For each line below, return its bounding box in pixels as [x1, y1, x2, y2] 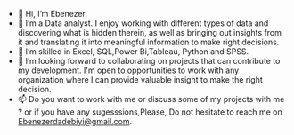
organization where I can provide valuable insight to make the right [17, 75, 263, 84]
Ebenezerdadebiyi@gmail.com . [17, 116, 133, 126]
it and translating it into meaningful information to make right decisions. [17, 36, 280, 47]
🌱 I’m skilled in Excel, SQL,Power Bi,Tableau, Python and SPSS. [17, 46, 249, 57]
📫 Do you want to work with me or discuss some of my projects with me [17, 94, 285, 104]
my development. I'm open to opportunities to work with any [17, 65, 240, 75]
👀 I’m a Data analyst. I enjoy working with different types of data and [17, 18, 269, 28]
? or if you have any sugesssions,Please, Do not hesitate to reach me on [17, 107, 282, 117]
